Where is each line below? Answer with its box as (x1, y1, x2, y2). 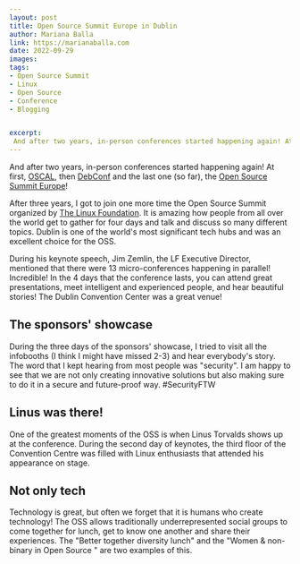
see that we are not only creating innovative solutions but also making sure (9, 369, 285, 380)
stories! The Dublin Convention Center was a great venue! (9, 292, 222, 302)
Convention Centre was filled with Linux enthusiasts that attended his (9, 448, 264, 458)
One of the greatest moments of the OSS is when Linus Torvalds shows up (9, 429, 284, 440)
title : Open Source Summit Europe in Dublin (9, 21, 178, 30)
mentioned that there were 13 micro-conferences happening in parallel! (9, 263, 271, 273)
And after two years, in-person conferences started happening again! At (9, 162, 275, 172)
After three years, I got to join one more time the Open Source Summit (9, 198, 267, 209)
